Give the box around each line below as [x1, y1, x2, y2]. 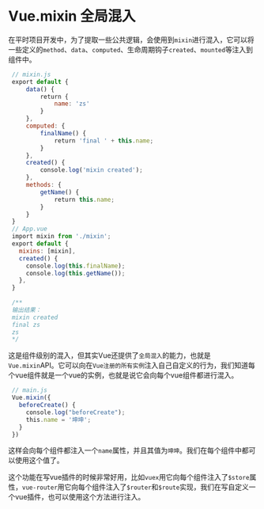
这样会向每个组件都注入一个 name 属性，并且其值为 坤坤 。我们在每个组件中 [8, 446, 243, 455]
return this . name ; [54, 196, 115, 203]
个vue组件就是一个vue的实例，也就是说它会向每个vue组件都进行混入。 [8, 370, 239, 380]
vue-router [22, 484, 58, 492]
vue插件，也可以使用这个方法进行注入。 [14, 492, 145, 502]
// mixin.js [11, 70, 51, 78]
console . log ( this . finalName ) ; [25, 262, 126, 270]
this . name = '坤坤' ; [25, 416, 92, 424]
